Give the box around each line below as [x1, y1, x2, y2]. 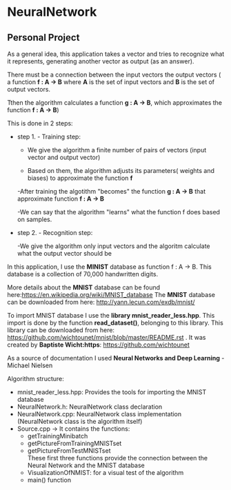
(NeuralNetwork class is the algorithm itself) [17, 418, 143, 425]
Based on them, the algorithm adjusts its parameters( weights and [27, 167, 215, 174]
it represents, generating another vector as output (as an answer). [7, 57, 194, 65]
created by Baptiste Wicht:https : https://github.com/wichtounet [7, 340, 190, 349]
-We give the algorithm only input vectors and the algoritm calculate [17, 242, 210, 250]
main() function [27, 476, 71, 484]
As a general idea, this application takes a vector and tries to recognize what [7, 50, 225, 58]
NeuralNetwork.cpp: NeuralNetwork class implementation [17, 410, 182, 418]
